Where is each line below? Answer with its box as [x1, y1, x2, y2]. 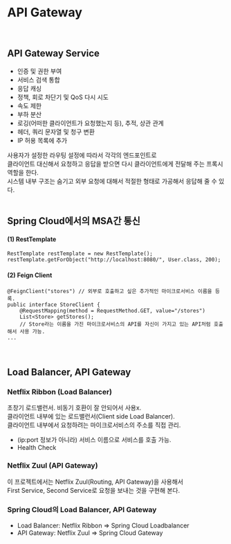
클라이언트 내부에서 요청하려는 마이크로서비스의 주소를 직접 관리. [7, 421, 181, 430]
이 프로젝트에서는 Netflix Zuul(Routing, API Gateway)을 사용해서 [7, 477, 183, 486]
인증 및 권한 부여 [17, 67, 62, 75]
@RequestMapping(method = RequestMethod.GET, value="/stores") [19, 307, 206, 314]
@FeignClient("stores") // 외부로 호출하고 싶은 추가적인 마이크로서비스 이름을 [7, 288, 212, 295]
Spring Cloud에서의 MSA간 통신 [7, 216, 140, 227]
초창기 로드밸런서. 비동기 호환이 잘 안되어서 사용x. [7, 403, 142, 412]
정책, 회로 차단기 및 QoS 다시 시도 [17, 93, 109, 101]
